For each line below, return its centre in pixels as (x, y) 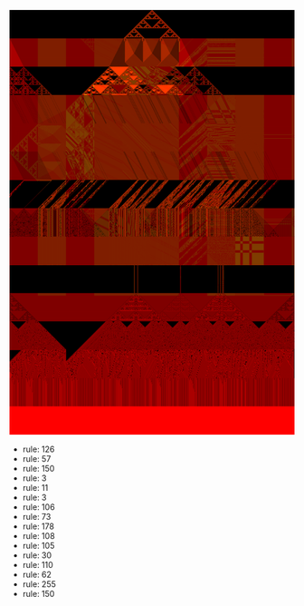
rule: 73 (37, 517)
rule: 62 (37, 575)
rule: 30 (37, 555)
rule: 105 (38, 546)
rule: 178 (38, 526)
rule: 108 (39, 536)
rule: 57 (37, 459)
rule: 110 (38, 565)
